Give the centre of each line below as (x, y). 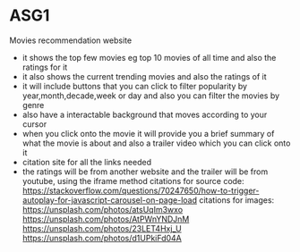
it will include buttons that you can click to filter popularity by (135, 86)
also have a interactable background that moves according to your (145, 114)
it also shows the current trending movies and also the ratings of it (144, 76)
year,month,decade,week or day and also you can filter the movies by (151, 96)
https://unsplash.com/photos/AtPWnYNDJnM (106, 219)
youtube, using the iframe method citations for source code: (133, 181)
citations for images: (236, 200)
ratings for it (45, 67)
